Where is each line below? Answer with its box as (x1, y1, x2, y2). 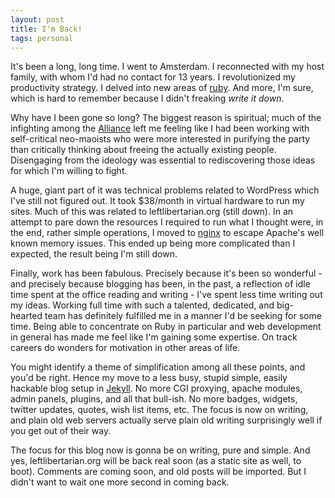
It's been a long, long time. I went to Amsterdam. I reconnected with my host (10, 61, 325, 73)
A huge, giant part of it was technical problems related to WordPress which (10, 184, 320, 196)
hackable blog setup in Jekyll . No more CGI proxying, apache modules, (10, 382, 303, 395)
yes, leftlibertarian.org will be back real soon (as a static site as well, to (10, 455, 302, 467)
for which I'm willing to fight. (10, 165, 128, 177)
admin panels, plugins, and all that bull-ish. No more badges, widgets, (10, 393, 298, 405)
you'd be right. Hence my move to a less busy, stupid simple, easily (10, 372, 288, 384)
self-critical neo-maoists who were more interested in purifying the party (10, 133, 311, 145)
